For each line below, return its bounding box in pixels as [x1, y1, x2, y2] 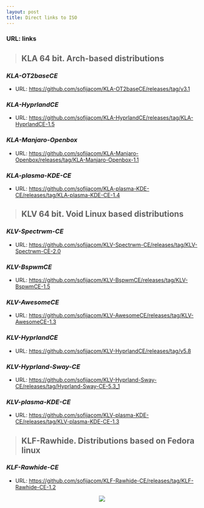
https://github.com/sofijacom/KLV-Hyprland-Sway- [29, 376, 157, 383]
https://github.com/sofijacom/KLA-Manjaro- [29, 149, 139, 157]
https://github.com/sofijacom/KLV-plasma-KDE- [29, 411, 149, 419]
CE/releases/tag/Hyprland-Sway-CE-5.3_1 [15, 382, 120, 390]
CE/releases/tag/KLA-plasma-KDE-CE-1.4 [15, 192, 120, 198]
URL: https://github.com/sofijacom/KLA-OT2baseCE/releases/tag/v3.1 [15, 86, 190, 93]
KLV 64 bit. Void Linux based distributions [21, 209, 184, 219]
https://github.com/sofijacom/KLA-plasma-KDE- [29, 185, 150, 192]
